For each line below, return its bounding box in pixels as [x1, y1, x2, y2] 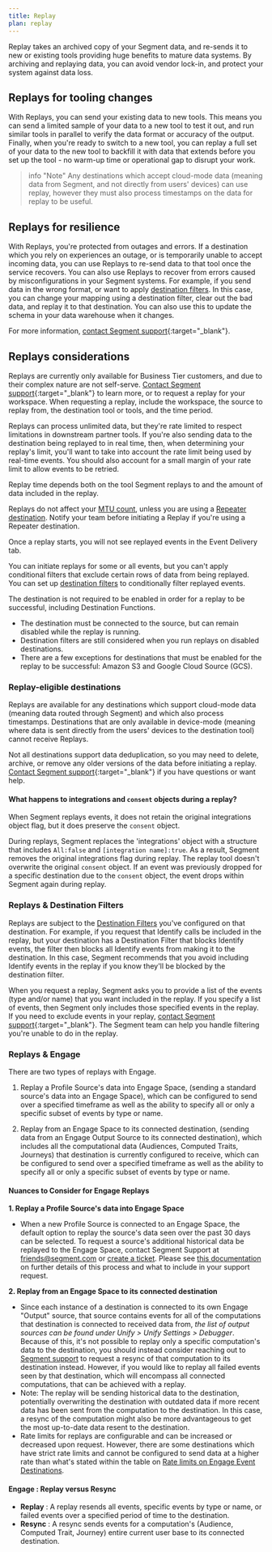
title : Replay [8, 11, 57, 20]
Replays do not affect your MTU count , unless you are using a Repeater [8, 503, 247, 514]
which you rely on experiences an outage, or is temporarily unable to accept [8, 250, 263, 260]
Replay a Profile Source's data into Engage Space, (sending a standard [19, 1083, 257, 1092]
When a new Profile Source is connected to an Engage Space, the [19, 1219, 240, 1229]
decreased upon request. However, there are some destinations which [19, 1440, 255, 1449]
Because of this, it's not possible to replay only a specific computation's [19, 1337, 261, 1346]
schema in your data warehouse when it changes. [8, 311, 175, 320]
